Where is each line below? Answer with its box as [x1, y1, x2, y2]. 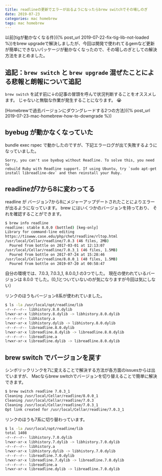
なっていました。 [5, 148, 39, 154]
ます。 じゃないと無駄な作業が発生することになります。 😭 [5, 98, 122, 103]
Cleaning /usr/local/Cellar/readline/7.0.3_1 [5, 402, 98, 408]
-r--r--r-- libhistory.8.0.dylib [5, 307, 73, 312]
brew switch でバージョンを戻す [5, 353, 102, 361]
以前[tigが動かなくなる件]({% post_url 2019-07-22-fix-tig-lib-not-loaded [5, 34, 149, 40]
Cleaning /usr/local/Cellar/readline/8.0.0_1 [5, 394, 98, 398]
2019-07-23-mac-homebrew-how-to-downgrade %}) [5, 113, 112, 119]
